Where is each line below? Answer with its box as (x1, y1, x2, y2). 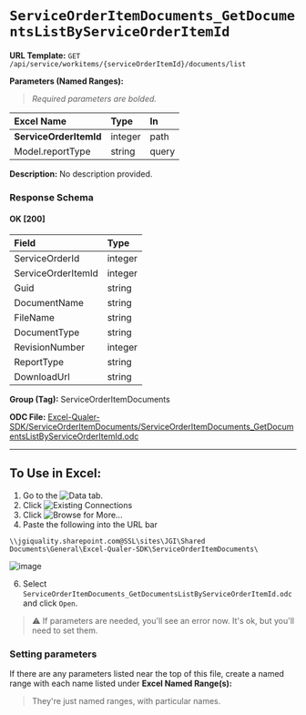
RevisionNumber (14, 341, 85, 353)
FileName (14, 312, 55, 324)
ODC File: (9, 412, 46, 423)
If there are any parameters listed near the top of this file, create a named (9, 669, 285, 679)
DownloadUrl (14, 371, 70, 383)
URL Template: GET (9, 49, 81, 61)
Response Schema (9, 190, 94, 203)
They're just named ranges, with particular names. (31, 696, 221, 707)
